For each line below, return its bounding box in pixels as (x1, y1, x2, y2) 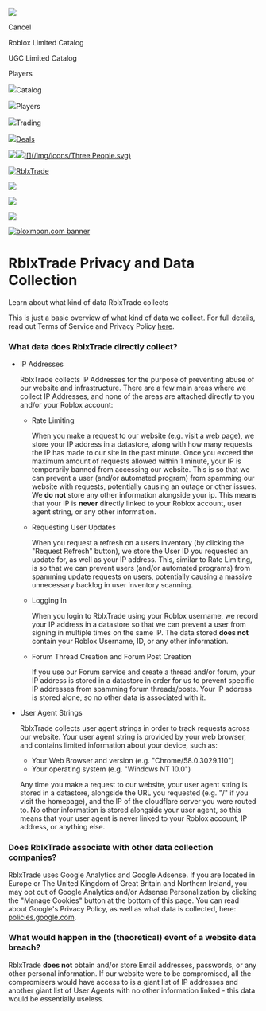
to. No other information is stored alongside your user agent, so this (19, 805, 242, 815)
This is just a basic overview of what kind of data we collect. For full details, (8, 313, 256, 322)
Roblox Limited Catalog (8, 38, 84, 47)
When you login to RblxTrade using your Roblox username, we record (31, 611, 259, 621)
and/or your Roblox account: (19, 400, 114, 410)
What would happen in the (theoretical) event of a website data (8, 932, 256, 943)
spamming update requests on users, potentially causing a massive (31, 572, 253, 581)
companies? (8, 852, 57, 863)
